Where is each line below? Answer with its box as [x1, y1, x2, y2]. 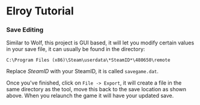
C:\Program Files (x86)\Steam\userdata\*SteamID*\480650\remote [6, 57, 171, 64]
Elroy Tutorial [6, 4, 74, 18]
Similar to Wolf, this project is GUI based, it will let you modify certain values [6, 39, 195, 46]
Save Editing [6, 26, 44, 34]
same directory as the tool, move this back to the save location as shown [6, 86, 187, 93]
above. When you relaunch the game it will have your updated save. [6, 92, 174, 100]
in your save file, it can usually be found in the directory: [6, 46, 145, 53]
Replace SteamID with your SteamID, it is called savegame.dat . [6, 68, 159, 75]
